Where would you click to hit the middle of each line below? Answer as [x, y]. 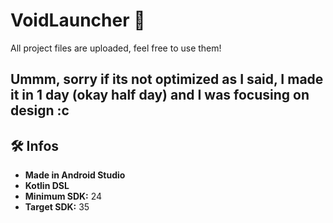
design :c [40, 110]
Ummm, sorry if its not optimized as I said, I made [167, 79]
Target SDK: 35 [57, 207]
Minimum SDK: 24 [63, 196]
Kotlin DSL [47, 186]
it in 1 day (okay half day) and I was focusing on [160, 95]
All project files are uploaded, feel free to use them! [116, 48]
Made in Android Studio [75, 175]
